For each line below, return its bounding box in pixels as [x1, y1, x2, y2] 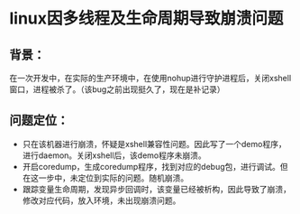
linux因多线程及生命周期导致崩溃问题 [9, 8, 284, 29]
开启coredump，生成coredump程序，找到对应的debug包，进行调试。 [22, 161, 281, 172]
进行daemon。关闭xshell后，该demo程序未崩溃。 [22, 150, 206, 161]
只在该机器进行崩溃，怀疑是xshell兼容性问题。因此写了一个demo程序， [22, 138, 286, 149]
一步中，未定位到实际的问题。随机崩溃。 [38, 172, 189, 183]
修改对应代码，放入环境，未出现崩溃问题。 [22, 195, 181, 206]
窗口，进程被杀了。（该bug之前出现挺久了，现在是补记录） [9, 84, 225, 95]
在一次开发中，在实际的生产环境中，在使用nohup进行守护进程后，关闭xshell [9, 73, 292, 83]
